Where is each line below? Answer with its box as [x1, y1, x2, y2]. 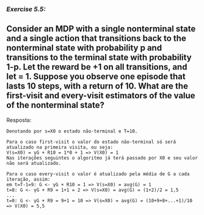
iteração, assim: [6, 176, 51, 182]
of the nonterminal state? [6, 100, 105, 111]
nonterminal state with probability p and [6, 43, 162, 53]
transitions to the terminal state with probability [6, 53, 192, 63]
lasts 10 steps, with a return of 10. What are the [6, 81, 188, 92]
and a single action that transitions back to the [6, 33, 186, 44]
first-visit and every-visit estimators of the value [6, 90, 195, 101]
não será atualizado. [6, 160, 62, 166]
